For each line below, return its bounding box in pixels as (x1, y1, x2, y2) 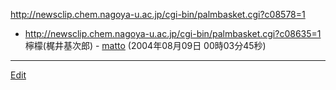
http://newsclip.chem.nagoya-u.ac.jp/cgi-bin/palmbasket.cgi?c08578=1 (10, 9, 306, 20)
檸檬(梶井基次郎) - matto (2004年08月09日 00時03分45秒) (24, 40, 267, 51)
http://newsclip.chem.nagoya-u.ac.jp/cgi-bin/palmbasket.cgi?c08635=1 (24, 28, 322, 39)
